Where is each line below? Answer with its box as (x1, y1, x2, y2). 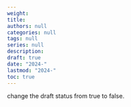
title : (7, 16, 26, 23)
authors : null (7, 22, 48, 29)
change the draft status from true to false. (7, 92, 125, 100)
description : (7, 48, 44, 55)
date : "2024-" (7, 61, 48, 67)
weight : (7, 10, 29, 17)
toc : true (7, 73, 35, 80)
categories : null (7, 29, 57, 36)
